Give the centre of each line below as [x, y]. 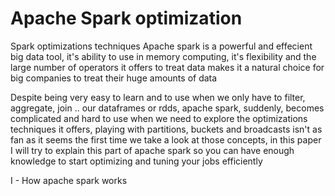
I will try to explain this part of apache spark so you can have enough [152, 150]
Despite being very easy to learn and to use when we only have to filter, [158, 97]
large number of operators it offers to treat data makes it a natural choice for [167, 67]
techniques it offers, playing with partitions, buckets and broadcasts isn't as [166, 129]
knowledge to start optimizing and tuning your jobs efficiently [136, 161]
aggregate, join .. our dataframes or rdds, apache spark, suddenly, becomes [167, 108]
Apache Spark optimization [126, 18]
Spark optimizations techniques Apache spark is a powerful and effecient [161, 46]
